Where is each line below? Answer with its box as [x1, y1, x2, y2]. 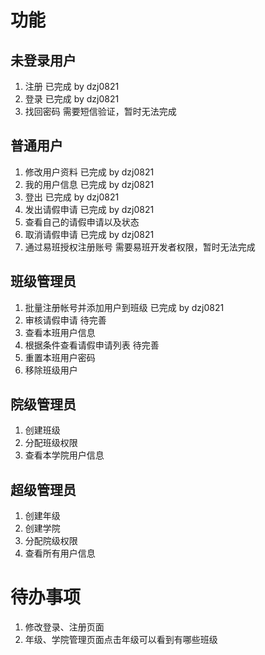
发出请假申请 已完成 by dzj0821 [24, 203, 155, 215]
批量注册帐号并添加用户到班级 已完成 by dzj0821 [24, 301, 225, 313]
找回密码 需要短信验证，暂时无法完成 [24, 106, 177, 117]
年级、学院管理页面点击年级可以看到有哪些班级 [24, 634, 218, 646]
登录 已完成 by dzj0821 [24, 93, 120, 105]
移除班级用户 [24, 364, 78, 376]
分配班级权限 [24, 437, 78, 449]
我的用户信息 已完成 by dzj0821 [24, 178, 155, 190]
